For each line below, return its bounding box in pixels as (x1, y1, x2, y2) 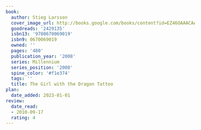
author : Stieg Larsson (11, 14, 68, 20)
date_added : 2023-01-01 (11, 92, 70, 98)
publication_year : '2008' (11, 53, 76, 59)
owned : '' (11, 43, 35, 49)
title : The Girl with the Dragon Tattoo (11, 81, 113, 87)
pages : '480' (11, 48, 44, 54)
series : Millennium (11, 59, 60, 65)
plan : (5, 87, 19, 93)
